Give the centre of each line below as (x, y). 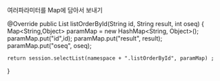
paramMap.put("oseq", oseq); (49, 46)
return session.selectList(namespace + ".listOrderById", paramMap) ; (111, 58)
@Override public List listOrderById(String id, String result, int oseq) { (106, 24)
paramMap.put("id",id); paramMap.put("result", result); (85, 38)
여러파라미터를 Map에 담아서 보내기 (55, 10)
